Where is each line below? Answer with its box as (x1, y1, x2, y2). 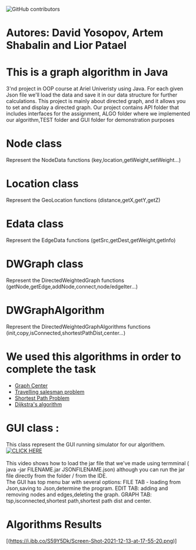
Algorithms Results (6, 518, 102, 531)
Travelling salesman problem (14, 388, 85, 395)
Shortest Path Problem (14, 395, 69, 402)
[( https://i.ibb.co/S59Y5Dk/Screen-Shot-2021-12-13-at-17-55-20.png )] (6, 537, 177, 544)
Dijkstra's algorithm (14, 400, 62, 407)
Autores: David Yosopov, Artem (6, 26, 164, 39)
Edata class (6, 217, 64, 231)
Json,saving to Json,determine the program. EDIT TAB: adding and (6, 485, 168, 492)
